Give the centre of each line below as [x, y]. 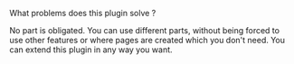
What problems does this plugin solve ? [83, 13]
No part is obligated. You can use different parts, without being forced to [145, 30]
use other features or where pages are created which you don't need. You [147, 40]
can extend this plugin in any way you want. [91, 50]
